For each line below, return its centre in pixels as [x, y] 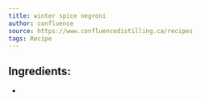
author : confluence [41, 23]
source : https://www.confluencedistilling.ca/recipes [101, 31]
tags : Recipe [30, 38]
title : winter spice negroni [57, 16]
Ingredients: [40, 71]
